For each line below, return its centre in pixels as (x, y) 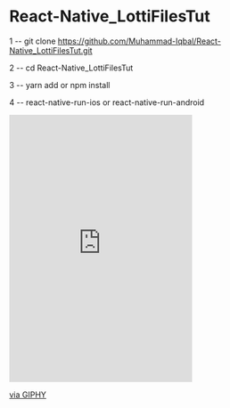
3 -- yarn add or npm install (60, 85)
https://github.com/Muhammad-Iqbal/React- (139, 41)
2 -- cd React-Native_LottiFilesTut (71, 68)
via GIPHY (28, 395)
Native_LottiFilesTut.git (51, 50)
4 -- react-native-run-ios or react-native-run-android (107, 102)
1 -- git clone (33, 41)
